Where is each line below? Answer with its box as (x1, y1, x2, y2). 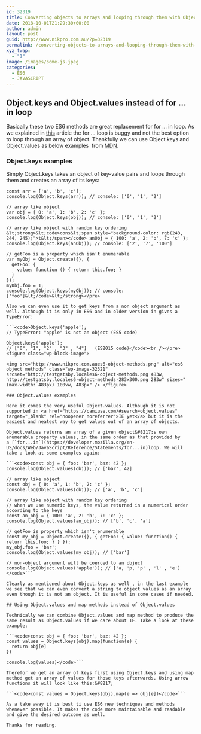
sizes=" (166, 377, 186, 383)
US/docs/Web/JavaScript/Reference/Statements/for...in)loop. (6, 445, 162, 451)
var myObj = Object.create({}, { (6, 257, 90, 263)
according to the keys (6, 508, 63, 514)
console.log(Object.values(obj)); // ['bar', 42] (6, 466, 133, 472)
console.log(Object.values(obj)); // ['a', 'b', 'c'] (6, 487, 144, 493)
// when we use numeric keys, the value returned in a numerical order (6, 502, 188, 508)
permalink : (6, 42, 33, 48)
